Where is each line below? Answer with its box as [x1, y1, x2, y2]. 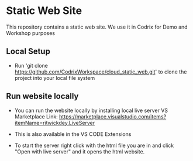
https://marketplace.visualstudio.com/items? [59, 113, 167, 120]
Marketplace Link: [14, 113, 58, 120]
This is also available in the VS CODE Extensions [14, 130, 132, 138]
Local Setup [6, 47, 51, 57]
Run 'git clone [14, 62, 48, 69]
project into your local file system [14, 74, 95, 81]
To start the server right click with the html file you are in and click [14, 142, 174, 149]
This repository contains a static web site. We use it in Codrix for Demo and [6, 23, 188, 30]
